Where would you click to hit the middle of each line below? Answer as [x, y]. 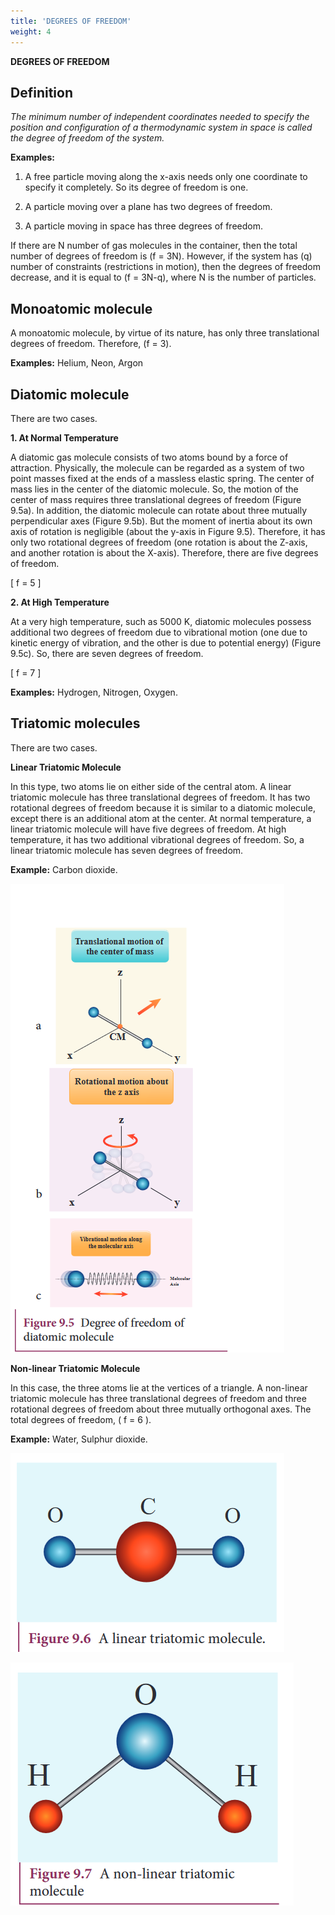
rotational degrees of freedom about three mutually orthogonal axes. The [161, 1409]
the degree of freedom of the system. [87, 138]
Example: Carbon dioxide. [64, 869]
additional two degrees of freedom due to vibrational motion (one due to [159, 632]
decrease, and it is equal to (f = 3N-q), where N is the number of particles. [163, 277]
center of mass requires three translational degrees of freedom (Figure [156, 499]
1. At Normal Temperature [64, 437]
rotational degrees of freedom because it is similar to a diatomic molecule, [163, 807]
